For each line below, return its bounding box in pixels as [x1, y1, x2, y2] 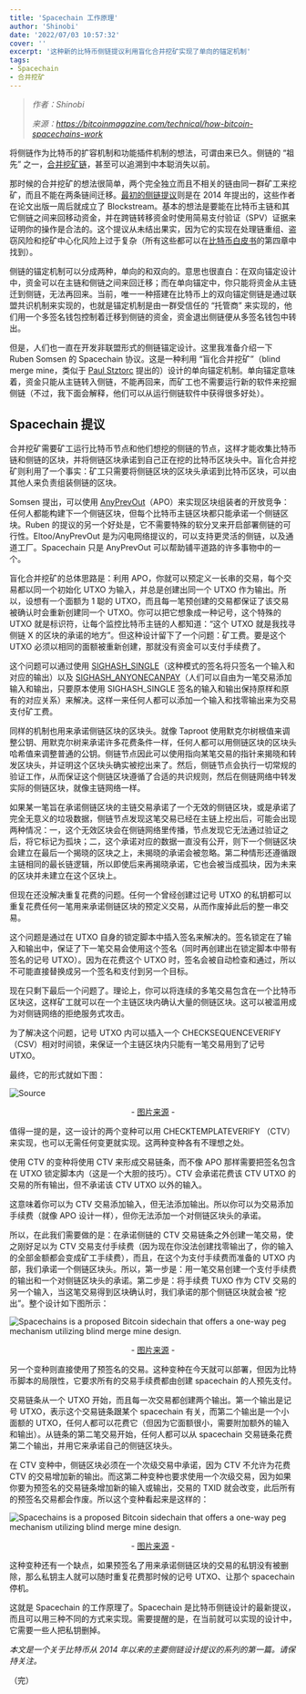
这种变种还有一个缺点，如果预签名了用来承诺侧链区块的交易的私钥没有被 [9, 1559, 280, 1570]
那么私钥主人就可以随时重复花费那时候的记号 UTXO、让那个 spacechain [25, 1571, 296, 1582]
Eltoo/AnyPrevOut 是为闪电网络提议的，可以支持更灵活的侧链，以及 [33, 530, 286, 541]
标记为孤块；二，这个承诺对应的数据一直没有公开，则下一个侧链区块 [40, 836, 297, 847]
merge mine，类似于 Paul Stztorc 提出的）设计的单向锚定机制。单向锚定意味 [9, 364, 296, 375]
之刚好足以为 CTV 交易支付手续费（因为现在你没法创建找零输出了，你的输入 [9, 1240, 294, 1251]
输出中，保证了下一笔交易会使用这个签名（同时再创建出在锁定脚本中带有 [25, 942, 297, 953]
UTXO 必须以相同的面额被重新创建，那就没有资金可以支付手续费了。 [9, 641, 266, 652]
